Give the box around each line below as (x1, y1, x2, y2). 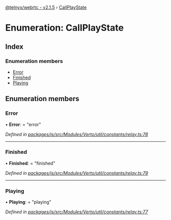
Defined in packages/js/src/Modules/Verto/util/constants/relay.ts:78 (5, 131, 149, 137)
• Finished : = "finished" (5, 160, 55, 166)
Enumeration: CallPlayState (5, 22, 124, 34)
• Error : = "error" (5, 121, 42, 128)
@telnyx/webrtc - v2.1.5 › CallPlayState (5, 5, 87, 10)
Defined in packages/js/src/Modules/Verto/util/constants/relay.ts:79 (5, 170, 149, 176)
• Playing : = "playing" (5, 199, 52, 205)
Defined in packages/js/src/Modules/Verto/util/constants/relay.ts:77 (5, 209, 149, 215)
